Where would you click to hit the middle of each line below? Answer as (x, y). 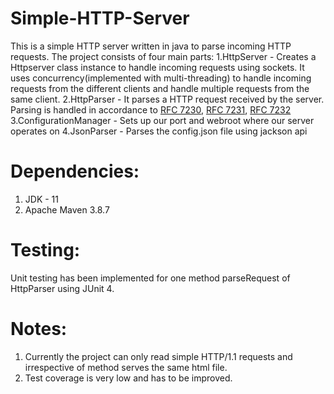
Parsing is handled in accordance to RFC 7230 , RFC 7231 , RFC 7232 (151, 109)
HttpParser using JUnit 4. (62, 288)
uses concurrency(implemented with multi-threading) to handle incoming (161, 78)
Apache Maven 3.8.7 (67, 209)
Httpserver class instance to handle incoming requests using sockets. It (157, 67)
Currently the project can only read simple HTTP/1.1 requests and (158, 356)
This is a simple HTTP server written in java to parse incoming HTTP (151, 46)
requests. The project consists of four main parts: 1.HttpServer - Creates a (163, 56)
